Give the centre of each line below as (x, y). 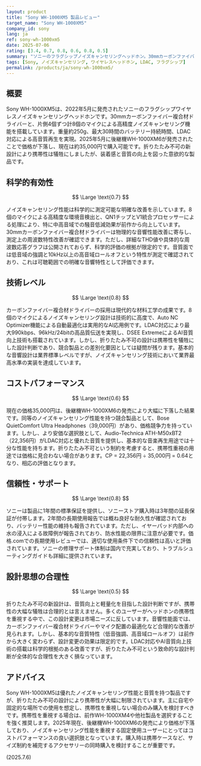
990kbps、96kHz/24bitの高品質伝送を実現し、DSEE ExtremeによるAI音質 (102, 332)
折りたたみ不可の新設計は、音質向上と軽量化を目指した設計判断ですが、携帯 (100, 604)
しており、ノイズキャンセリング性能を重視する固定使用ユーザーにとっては (97, 731)
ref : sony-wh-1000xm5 (33, 40)
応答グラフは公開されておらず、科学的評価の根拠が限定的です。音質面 (102, 247)
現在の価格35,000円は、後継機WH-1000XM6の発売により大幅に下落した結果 (100, 410)
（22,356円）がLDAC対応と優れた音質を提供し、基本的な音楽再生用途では (98, 440)
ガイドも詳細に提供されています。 (74, 556)
